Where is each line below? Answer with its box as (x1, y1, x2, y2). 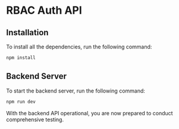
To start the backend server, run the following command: (6, 87, 146, 94)
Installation (6, 27, 49, 38)
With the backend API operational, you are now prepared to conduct (6, 109, 174, 116)
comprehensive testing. (6, 116, 64, 123)
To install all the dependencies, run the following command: (6, 43, 152, 50)
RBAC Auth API (6, 4, 82, 17)
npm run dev (6, 99, 36, 105)
